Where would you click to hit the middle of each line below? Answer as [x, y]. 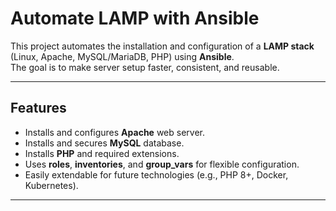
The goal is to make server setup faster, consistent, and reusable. [145, 67]
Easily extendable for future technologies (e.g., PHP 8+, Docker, [156, 174]
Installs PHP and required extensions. [102, 153]
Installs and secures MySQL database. [104, 143]
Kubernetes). [51, 185]
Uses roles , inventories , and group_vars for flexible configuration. [162, 164]
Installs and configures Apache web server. [114, 132]
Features [38, 108]
